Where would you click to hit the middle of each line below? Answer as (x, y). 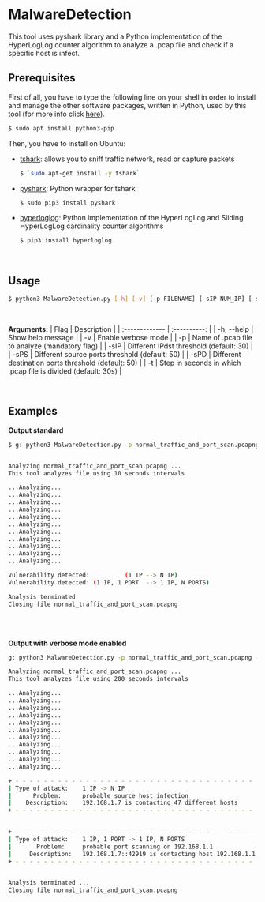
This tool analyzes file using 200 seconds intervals (99, 679)
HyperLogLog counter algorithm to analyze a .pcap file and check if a (121, 44)
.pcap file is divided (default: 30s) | (65, 371)
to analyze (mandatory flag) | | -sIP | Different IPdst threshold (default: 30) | (131, 346)
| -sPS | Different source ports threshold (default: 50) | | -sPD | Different (125, 354)
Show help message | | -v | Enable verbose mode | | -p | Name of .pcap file (130, 337)
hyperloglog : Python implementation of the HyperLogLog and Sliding (131, 218)
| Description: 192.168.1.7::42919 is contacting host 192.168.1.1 (132, 854)
